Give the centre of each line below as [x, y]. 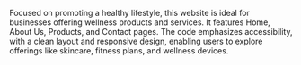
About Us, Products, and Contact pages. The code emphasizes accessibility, [151, 32]
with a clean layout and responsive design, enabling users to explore [136, 41]
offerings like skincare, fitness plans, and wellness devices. [119, 51]
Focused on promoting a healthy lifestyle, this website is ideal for [129, 13]
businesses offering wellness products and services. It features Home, [140, 22]
